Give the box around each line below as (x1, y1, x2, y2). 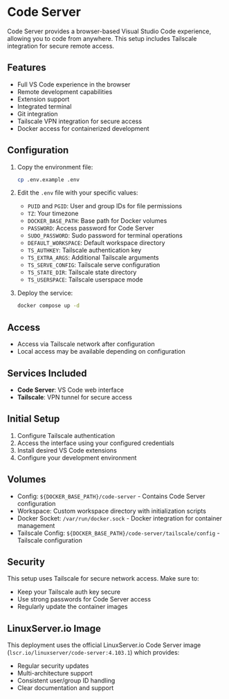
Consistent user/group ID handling (17, 676, 116, 685)
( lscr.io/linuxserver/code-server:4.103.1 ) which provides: (7, 648, 180, 657)
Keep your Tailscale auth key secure (17, 588, 121, 596)
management (17, 521, 55, 529)
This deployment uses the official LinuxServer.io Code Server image (7, 641, 201, 649)
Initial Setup (7, 413, 60, 425)
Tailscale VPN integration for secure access (17, 117, 143, 125)
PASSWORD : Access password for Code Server (27, 224, 154, 233)
